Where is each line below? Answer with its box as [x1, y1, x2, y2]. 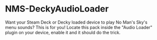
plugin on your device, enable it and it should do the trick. [5, 29, 121, 35]
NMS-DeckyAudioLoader [5, 3, 109, 14]
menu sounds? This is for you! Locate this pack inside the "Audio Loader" [5, 24, 153, 30]
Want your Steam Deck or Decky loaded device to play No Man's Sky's [5, 19, 148, 25]
